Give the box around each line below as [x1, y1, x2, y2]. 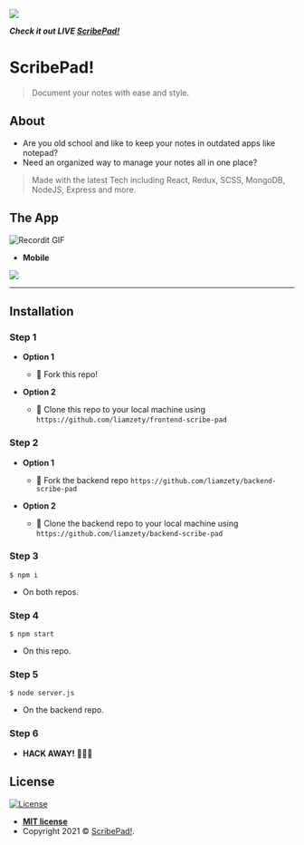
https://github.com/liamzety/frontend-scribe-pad [35, 415, 228, 425]
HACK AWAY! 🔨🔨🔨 [22, 748, 93, 759]
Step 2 [9, 436, 39, 449]
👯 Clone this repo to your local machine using [35, 404, 206, 415]
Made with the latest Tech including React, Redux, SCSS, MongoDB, [31, 174, 286, 185]
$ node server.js [9, 689, 75, 698]
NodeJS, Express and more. [31, 184, 137, 195]
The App [9, 210, 59, 226]
